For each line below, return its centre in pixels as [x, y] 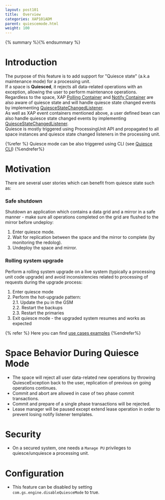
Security [23, 434]
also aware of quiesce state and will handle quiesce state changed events [81, 103]
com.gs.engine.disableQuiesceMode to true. [56, 493]
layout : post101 [22, 10]
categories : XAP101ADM [28, 19]
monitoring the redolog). [37, 243]
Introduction [31, 62]
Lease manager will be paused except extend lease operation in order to [86, 409]
